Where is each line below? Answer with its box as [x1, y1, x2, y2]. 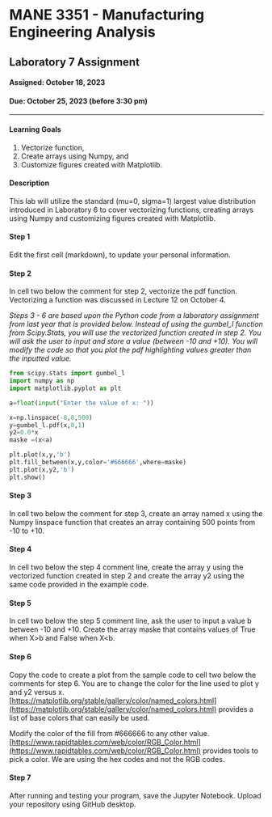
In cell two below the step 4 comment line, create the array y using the [9, 562, 244, 572]
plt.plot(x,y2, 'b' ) [9, 465, 75, 474]
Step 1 [9, 232, 31, 242]
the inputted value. [9, 353, 72, 363]
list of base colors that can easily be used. [9, 713, 150, 722]
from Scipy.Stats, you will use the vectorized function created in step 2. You [9, 328, 262, 337]
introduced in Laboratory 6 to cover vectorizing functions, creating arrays [9, 205, 253, 214]
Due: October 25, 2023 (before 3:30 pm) [9, 95, 149, 106]
